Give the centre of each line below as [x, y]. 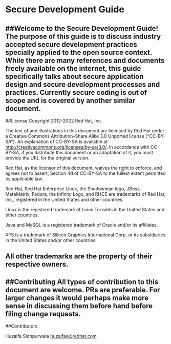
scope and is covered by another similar [70, 100]
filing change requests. [43, 314]
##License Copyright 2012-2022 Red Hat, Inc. [54, 121]
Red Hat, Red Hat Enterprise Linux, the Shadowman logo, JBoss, [73, 189]
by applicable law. [24, 179]
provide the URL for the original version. [47, 158]
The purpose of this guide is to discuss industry [83, 36]
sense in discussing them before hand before [79, 306]
